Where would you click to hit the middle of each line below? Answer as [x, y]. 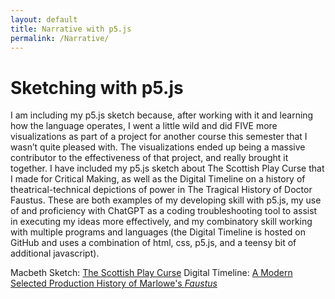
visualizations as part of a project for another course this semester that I [159, 137]
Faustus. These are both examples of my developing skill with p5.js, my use [166, 200]
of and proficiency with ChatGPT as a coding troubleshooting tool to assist [164, 211]
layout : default [44, 19]
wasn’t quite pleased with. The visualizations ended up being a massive [158, 147]
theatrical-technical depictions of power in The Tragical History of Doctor [161, 190]
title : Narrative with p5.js [71, 29]
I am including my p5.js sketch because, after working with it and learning [162, 115]
